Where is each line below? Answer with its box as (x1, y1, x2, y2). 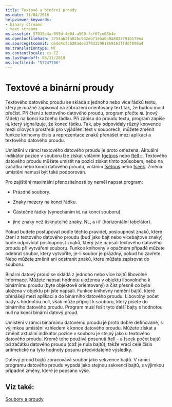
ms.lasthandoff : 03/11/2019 (5, 55, 66, 61)
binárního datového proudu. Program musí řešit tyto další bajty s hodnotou (5, 304, 163, 311)
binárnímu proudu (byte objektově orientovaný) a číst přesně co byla (5, 282, 150, 288)
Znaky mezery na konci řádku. (12, 199, 77, 205)
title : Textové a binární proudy (5, 7, 77, 13)
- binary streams (5, 22, 43, 27)
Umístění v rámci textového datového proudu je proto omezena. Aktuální (5, 147, 158, 153)
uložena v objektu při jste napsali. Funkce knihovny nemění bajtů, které (5, 288, 155, 294)
